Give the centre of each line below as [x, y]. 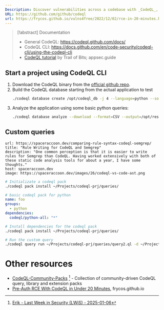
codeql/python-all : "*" [33, 217]
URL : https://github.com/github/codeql [46, 14]
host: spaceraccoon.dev [29, 169]
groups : [13, 204]
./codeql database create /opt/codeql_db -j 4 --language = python [80, 99]
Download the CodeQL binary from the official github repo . [71, 85]
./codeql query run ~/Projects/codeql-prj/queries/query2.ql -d [72, 244]
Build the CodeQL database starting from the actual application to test [82, 90]
